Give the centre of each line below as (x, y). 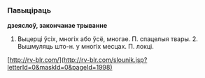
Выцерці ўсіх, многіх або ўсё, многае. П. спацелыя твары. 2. (107, 39)
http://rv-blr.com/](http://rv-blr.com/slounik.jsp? (78, 60)
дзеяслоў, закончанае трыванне (57, 26)
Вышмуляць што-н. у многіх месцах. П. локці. (85, 47)
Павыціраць (29, 10)
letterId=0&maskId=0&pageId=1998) (60, 68)
